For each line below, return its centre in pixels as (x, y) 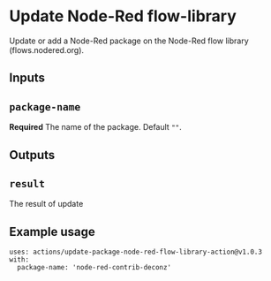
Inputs (27, 78)
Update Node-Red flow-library (123, 16)
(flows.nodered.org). (47, 49)
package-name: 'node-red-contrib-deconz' (94, 268)
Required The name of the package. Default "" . (96, 127)
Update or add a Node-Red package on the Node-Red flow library (129, 41)
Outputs (32, 155)
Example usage (52, 232)
